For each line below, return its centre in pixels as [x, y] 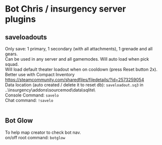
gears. [11, 54]
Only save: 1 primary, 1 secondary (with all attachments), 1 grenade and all [79, 49]
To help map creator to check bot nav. [43, 132]
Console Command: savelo [32, 95]
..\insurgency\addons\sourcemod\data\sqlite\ [50, 90]
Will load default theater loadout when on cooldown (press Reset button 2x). [81, 69]
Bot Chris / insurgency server [65, 9]
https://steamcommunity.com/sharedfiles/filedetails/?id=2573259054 [75, 80]
